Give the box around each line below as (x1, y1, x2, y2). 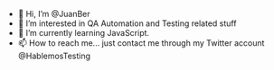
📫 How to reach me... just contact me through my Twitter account (17, 38, 265, 48)
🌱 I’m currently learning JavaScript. (17, 28, 150, 38)
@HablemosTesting (17, 50, 91, 61)
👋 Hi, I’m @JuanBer (17, 9, 90, 19)
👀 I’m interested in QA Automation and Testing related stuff (17, 18, 237, 29)
